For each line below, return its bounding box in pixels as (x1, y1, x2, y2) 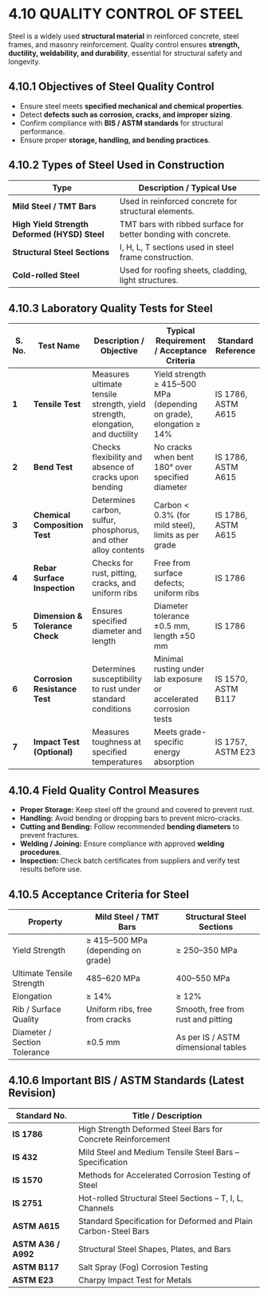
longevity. (8, 57, 41, 66)
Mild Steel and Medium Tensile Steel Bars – (78, 1146, 239, 1158)
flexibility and (92, 452, 142, 463)
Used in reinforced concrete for (119, 195, 238, 206)
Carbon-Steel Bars (78, 1225, 150, 1236)
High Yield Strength (12, 218, 89, 229)
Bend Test (33, 461, 73, 473)
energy (154, 747, 181, 758)
